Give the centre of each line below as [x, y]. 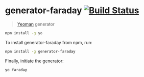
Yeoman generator [36, 24]
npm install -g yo [24, 33]
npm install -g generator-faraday [40, 51]
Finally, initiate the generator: [34, 61]
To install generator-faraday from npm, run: [49, 42]
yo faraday [16, 70]
